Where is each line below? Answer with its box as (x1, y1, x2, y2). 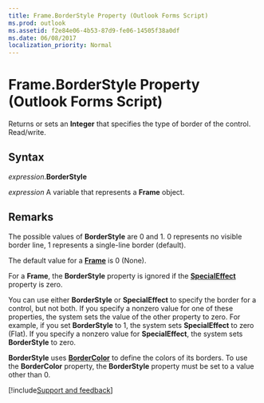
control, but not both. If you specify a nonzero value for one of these (8, 303, 234, 313)
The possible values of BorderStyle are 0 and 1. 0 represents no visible (8, 231, 242, 241)
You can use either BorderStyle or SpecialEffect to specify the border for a (8, 294, 257, 304)
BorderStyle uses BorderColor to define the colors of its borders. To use (8, 353, 248, 362)
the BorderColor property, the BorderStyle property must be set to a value (8, 361, 254, 371)
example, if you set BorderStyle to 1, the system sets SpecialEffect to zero (8, 320, 254, 330)
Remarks (8, 211, 54, 224)
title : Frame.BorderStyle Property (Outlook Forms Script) (8, 11, 209, 20)
